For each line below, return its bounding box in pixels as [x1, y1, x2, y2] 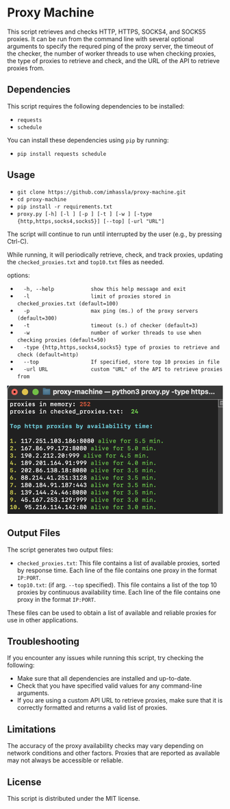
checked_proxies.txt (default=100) [16, 300, 119, 307]
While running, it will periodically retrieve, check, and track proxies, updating [7, 250, 223, 259]
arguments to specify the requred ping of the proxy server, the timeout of [7, 42, 214, 50]
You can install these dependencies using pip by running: [7, 136, 169, 144]
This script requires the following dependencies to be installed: [7, 102, 185, 110]
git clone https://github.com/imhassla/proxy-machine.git [16, 189, 186, 196]
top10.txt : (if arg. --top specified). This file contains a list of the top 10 [16, 581, 218, 589]
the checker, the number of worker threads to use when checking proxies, [7, 49, 216, 58]
